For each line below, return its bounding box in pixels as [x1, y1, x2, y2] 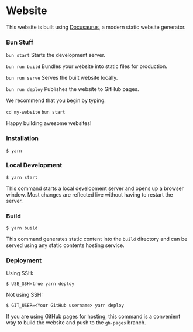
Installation [6, 134, 39, 143]
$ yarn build [6, 225, 38, 231]
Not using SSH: [6, 292, 43, 299]
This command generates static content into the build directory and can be [6, 236, 188, 243]
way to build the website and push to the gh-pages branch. [6, 319, 146, 326]
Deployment [6, 256, 42, 265]
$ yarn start [6, 174, 38, 180]
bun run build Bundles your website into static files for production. [6, 63, 168, 70]
